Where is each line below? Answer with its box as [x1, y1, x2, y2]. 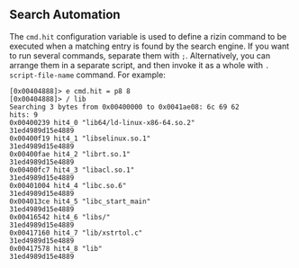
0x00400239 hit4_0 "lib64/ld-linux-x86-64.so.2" [9, 118, 195, 127]
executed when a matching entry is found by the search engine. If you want [9, 40, 290, 51]
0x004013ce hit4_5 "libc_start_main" [9, 197, 151, 206]
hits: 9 [9, 110, 39, 120]
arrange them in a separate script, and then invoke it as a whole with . [9, 59, 270, 70]
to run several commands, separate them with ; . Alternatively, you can [9, 49, 271, 61]
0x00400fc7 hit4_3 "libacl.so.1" [9, 165, 135, 174]
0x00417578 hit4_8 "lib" [9, 244, 103, 253]
